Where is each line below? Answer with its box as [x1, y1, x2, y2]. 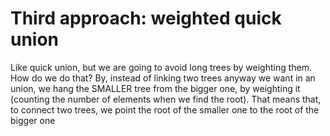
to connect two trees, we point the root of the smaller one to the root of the [10, 103, 320, 116]
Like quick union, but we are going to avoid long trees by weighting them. [10, 61, 313, 73]
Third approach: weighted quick [10, 7, 282, 30]
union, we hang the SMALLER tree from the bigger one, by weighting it [10, 82, 301, 94]
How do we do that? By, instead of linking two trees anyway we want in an [10, 72, 316, 84]
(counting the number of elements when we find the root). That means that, [10, 93, 322, 105]
